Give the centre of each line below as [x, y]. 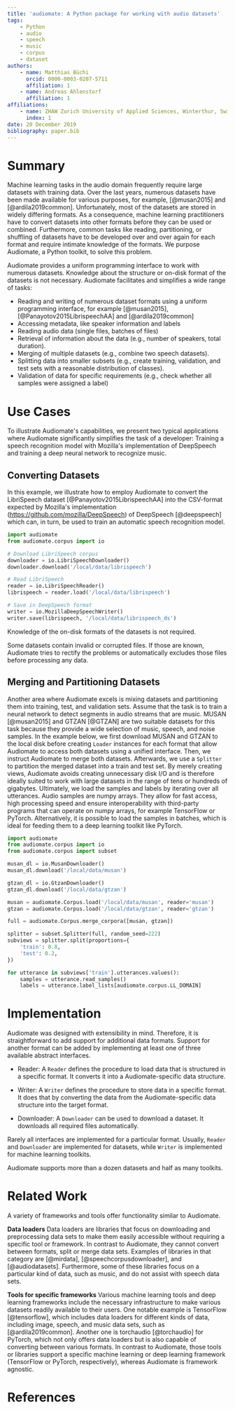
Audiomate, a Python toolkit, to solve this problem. [80, 252]
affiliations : [28, 105]
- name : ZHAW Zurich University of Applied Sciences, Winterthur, [119, 111]
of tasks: [20, 288]
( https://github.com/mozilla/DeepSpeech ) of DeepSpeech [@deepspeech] [114, 515]
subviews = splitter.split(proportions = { [69, 941]
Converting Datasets [54, 475]
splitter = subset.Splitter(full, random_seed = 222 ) [84, 934]
